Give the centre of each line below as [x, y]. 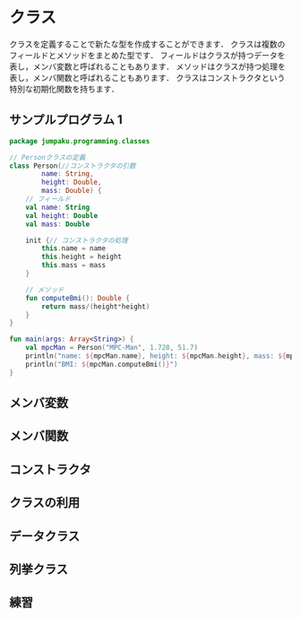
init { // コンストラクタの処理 [77, 240]
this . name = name [73, 248]
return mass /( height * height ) [96, 306]
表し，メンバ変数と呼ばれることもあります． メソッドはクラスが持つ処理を [148, 66]
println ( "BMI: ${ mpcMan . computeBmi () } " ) [102, 364]
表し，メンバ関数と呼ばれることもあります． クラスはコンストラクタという [147, 77]
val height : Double [62, 215]
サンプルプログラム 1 [66, 120]
